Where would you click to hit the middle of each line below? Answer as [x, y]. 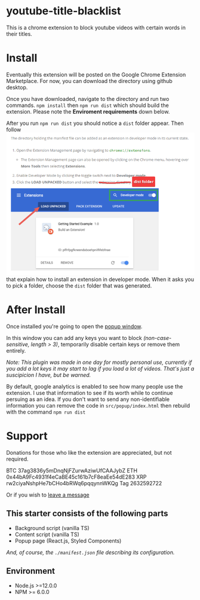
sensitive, [18, 344]
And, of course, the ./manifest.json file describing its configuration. [90, 552]
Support [27, 436]
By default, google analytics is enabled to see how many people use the [95, 387]
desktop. [17, 87]
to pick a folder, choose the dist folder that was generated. [79, 286]
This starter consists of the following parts [87, 514]
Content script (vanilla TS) [47, 534]
